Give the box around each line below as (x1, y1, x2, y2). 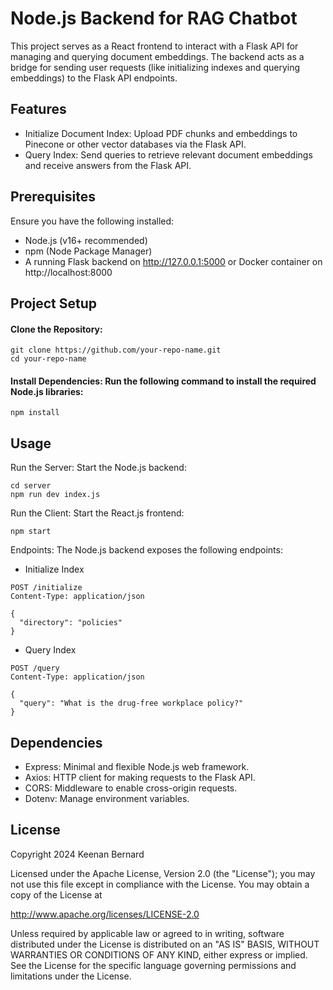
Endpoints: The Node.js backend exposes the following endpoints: (10, 544, 283, 556)
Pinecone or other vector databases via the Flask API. (24, 138, 247, 150)
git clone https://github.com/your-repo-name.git (10, 345, 222, 356)
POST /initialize (10, 583, 83, 593)
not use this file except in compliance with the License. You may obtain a (10, 878, 310, 890)
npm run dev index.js (10, 490, 101, 500)
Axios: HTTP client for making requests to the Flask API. (24, 771, 256, 783)
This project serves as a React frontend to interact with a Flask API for (10, 40, 299, 52)
